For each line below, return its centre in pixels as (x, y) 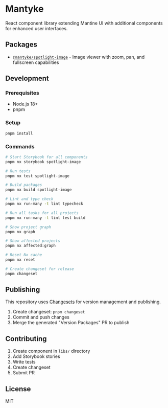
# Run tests (18, 171)
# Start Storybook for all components (46, 157)
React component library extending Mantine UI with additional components (84, 23)
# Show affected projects (33, 241)
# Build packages (24, 185)
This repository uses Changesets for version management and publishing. (83, 302)
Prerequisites (22, 93)
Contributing (26, 339)
